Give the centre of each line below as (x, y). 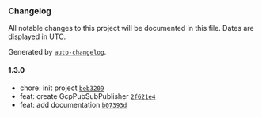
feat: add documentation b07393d (73, 104)
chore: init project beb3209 (62, 88)
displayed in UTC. (37, 36)
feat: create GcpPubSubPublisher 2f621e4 (87, 96)
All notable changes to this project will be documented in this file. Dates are (131, 28)
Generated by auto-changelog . (57, 52)
